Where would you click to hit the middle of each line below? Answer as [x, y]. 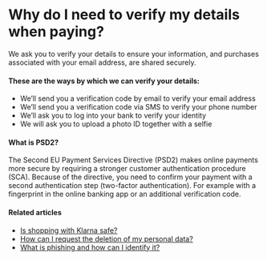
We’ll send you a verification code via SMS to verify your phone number [139, 107]
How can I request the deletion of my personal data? [107, 238]
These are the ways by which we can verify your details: [104, 81]
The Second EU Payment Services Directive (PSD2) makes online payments [133, 160]
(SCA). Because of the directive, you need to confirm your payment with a [130, 177]
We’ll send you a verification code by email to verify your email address [138, 98]
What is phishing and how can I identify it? [90, 247]
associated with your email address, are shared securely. [102, 62]
